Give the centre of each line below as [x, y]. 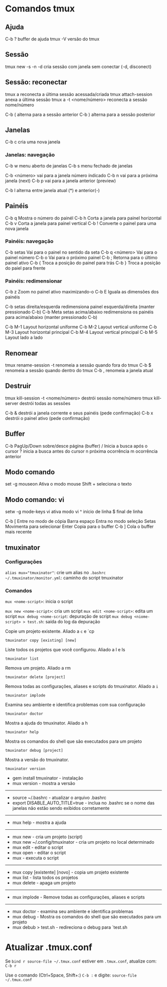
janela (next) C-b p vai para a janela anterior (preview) [61, 181]
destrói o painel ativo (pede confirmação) [47, 418]
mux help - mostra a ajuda [39, 823]
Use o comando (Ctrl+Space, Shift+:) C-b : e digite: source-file [71, 975]
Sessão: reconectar [36, 82]
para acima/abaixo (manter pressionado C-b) [51, 317]
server [12, 403]
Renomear [22, 353]
